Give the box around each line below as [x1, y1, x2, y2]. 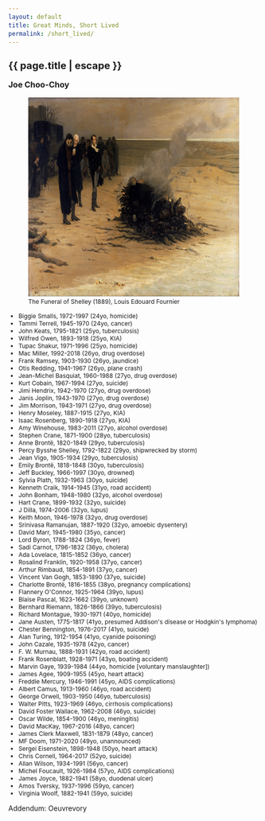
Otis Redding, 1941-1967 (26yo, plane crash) [18, 364, 143, 373]
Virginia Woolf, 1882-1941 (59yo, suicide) [18, 789, 134, 798]
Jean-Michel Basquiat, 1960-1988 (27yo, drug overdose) [18, 372, 177, 380]
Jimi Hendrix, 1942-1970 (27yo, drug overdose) [18, 387, 151, 395]
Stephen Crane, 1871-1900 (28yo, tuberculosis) [18, 431, 151, 440]
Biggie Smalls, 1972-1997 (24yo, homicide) [18, 312, 138, 321]
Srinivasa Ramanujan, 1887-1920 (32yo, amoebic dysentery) [18, 521, 189, 529]
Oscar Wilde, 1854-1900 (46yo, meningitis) [18, 714, 139, 723]
